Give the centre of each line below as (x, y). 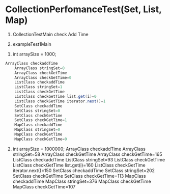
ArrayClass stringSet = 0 (40, 68)
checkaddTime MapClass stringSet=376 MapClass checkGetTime (82, 181)
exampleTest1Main (32, 44)
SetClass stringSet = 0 (37, 110)
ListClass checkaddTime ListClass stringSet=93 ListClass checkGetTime (89, 159)
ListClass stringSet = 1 (38, 87)
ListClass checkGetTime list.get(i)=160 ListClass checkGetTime (79, 165)
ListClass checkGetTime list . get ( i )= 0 (55, 97)
